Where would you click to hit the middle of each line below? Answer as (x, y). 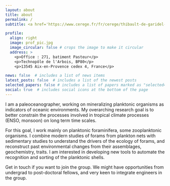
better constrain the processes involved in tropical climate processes (77, 115)
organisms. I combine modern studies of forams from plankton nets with (80, 136)
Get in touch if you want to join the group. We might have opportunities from (84, 167)
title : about (19, 15)
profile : (14, 34)
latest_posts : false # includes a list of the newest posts (71, 80)
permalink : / (19, 19)
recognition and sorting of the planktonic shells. (55, 157)
